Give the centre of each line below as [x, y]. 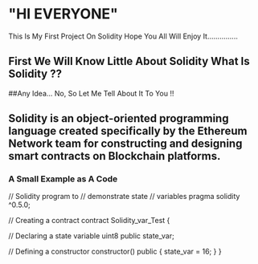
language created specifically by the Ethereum [128, 131]
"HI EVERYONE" [63, 14]
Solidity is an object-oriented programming [119, 118]
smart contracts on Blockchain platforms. [115, 156]
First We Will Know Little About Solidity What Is [129, 61]
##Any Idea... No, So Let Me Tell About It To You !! [91, 93]
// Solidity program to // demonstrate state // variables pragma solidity [124, 197]
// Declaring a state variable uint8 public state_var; [91, 236]
